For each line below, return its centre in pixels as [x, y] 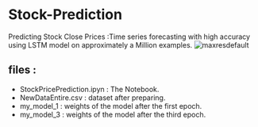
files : [23, 70]
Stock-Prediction [65, 15]
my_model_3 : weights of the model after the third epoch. [113, 114]
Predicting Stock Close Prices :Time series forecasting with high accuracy [129, 37]
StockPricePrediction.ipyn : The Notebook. [89, 89]
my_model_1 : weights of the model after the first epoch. [111, 106]
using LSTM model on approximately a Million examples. [100, 44]
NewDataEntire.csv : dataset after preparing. [92, 98]
